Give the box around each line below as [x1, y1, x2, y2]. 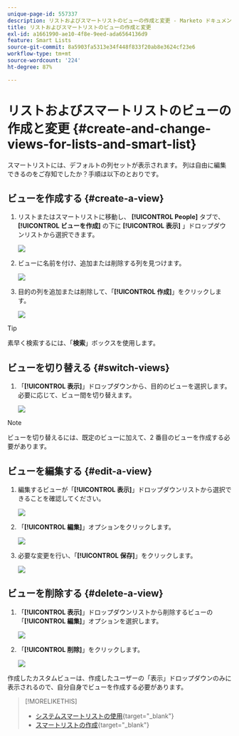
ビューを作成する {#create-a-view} [7, 192, 164, 204]
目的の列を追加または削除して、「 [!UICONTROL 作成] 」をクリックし [17, 287, 216, 296]
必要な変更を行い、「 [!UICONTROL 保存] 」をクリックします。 [17, 551, 197, 560]
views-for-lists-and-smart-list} [7, 136, 197, 152]
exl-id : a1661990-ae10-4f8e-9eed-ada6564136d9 [7, 30, 148, 38]
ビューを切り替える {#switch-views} [7, 362, 170, 374]
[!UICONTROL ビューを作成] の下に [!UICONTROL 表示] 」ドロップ [17, 222, 214, 230]
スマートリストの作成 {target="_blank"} [35, 720, 149, 729]
